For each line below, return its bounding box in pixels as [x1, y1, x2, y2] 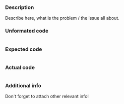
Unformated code [5, 28, 49, 35]
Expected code [5, 46, 42, 53]
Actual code [5, 64, 35, 70]
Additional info [5, 82, 42, 89]
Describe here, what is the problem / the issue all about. [5, 15, 120, 21]
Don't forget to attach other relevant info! [5, 93, 89, 100]
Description [5, 4, 34, 11]
